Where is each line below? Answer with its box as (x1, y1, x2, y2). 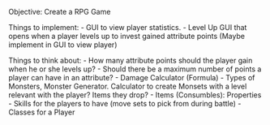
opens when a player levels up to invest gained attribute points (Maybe (8, 32, 246, 41)
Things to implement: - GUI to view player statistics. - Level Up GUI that (8, 23, 247, 32)
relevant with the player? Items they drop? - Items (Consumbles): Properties (8, 90, 262, 100)
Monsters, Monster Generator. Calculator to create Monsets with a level (8, 81, 247, 91)
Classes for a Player (8, 107, 75, 117)
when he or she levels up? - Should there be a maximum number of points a (8, 64, 262, 74)
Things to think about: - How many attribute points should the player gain (8, 56, 253, 65)
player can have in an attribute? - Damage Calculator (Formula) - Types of (8, 73, 255, 82)
